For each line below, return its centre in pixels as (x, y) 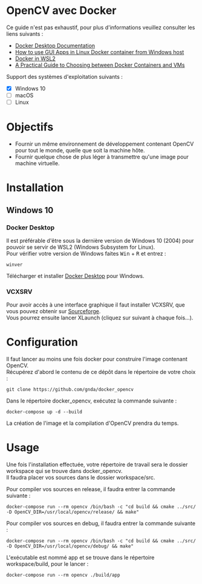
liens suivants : (25, 33)
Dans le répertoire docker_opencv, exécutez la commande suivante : (92, 401)
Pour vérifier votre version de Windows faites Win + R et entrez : (86, 253)
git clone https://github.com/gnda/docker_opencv (70, 390)
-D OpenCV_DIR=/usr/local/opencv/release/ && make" (73, 512)
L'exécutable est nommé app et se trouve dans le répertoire (80, 558)
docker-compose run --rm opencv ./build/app (63, 575)
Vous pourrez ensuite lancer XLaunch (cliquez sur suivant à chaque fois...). (100, 318)
